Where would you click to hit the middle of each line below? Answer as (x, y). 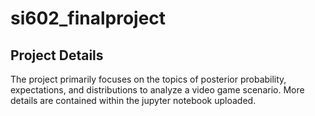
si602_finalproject (88, 18)
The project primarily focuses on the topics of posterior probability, (148, 79)
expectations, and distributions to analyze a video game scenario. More (157, 90)
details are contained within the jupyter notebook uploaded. (133, 100)
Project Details (57, 55)
